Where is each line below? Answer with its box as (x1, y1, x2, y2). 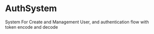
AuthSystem (5, 3, 57, 14)
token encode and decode (5, 24, 58, 30)
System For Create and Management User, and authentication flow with (5, 19, 149, 25)
